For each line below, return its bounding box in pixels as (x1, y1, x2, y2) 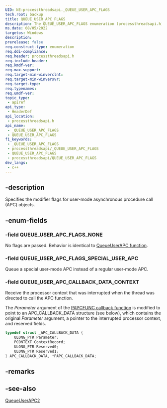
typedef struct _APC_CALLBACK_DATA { (5, 330, 83, 335)
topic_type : (5, 95, 30, 100)
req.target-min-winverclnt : (5, 72, 64, 77)
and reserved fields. (5, 321, 46, 327)
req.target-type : (5, 81, 41, 86)
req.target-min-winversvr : (5, 77, 61, 82)
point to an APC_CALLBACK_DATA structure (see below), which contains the (5, 310, 162, 316)
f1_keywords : (5, 137, 32, 142)
